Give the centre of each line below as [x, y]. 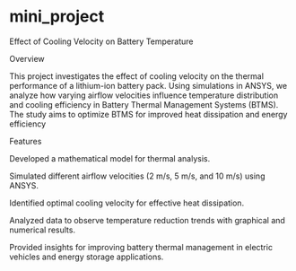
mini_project [57, 17]
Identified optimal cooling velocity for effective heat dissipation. [127, 203]
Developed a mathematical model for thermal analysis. [110, 158]
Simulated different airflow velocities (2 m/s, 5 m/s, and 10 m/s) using [137, 176]
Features [26, 141]
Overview [27, 58]
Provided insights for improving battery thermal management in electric [141, 247]
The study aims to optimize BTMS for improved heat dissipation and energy [148, 114]
